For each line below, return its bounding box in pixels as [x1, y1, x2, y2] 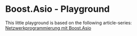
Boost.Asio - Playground [5, 3, 110, 15]
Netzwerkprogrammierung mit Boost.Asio [5, 25, 92, 31]
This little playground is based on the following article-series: [5, 20, 132, 26]
